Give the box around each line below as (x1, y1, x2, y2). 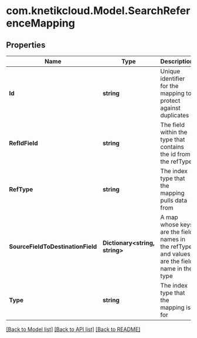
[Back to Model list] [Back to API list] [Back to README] (6, 326, 141, 333)
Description (160, 58, 194, 65)
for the (160, 82, 179, 90)
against (160, 104, 181, 112)
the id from (160, 150, 191, 158)
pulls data (160, 197, 188, 204)
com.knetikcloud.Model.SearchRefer (6, 4, 191, 18)
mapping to (160, 89, 192, 97)
